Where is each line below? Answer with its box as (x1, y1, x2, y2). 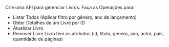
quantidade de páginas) (12, 36, 63, 42)
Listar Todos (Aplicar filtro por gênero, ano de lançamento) (12, 14, 137, 20)
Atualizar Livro (12, 25, 44, 31)
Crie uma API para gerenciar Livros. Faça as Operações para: (5, 5, 135, 10)
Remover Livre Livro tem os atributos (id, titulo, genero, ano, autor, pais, (12, 31, 164, 36)
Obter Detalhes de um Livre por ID (12, 20, 86, 26)
